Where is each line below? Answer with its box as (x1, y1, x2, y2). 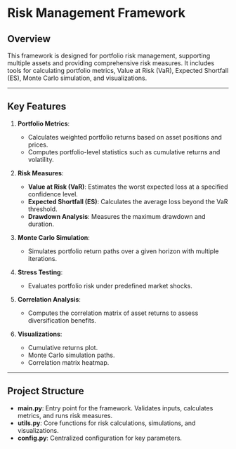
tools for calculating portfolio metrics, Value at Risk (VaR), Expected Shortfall (7, 67, 229, 74)
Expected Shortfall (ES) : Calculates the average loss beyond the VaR (27, 197, 228, 206)
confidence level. (27, 189, 79, 198)
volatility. (27, 155, 54, 163)
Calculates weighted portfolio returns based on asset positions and (27, 133, 223, 141)
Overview (7, 33, 51, 45)
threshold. (27, 205, 58, 213)
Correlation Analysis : (17, 295, 81, 303)
